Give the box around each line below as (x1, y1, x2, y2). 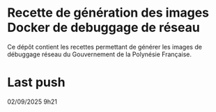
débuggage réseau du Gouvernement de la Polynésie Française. (7, 50, 192, 58)
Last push (7, 74, 65, 90)
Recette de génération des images (7, 5, 210, 21)
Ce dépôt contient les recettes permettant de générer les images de (7, 42, 202, 51)
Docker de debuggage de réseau (7, 19, 200, 35)
